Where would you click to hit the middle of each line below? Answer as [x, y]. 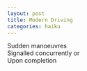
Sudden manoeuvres [37, 46]
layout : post [26, 13]
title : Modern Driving [40, 20]
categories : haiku [34, 26]
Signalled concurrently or [43, 53]
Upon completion [32, 61]
